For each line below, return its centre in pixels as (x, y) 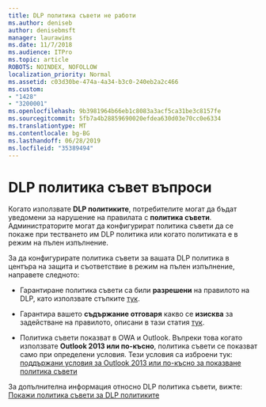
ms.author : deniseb (40, 23)
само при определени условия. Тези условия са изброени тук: (126, 355)
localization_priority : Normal (60, 74)
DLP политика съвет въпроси (110, 187)
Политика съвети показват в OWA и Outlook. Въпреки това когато (131, 338)
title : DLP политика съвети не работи (72, 15)
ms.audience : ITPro (40, 52)
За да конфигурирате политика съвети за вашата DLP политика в (119, 258)
